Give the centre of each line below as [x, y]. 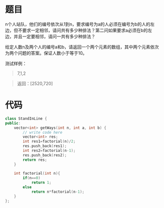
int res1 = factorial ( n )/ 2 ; [49, 142]
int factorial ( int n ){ [37, 174]
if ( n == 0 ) [32, 178]
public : [13, 123]
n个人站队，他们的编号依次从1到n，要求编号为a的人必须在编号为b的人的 [78, 24]
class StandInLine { [26, 119]
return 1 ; [41, 183]
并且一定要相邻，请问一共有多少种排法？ [55, 36]
